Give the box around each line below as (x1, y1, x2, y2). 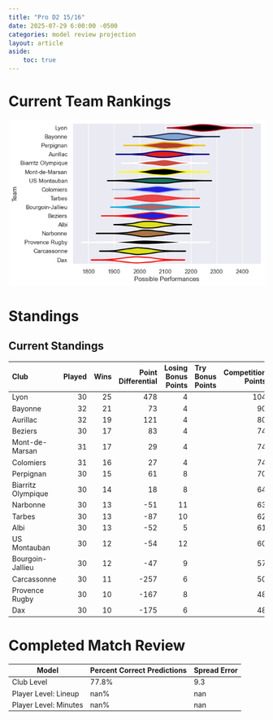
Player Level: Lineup (11, 688, 80, 698)
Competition (223, 367, 266, 377)
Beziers (11, 426, 38, 436)
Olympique (11, 489, 49, 498)
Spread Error (193, 665, 238, 675)
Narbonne (11, 500, 46, 510)
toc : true (23, 56, 57, 64)
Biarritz (11, 481, 37, 490)
